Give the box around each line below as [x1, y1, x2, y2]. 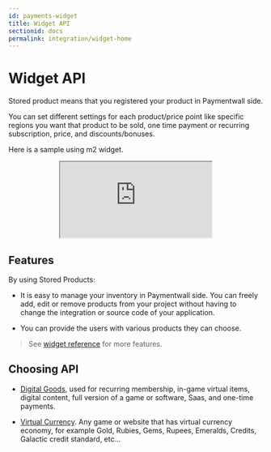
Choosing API [8, 362, 79, 377]
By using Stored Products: [8, 275, 95, 284]
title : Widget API [8, 19, 70, 28]
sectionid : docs [8, 27, 63, 35]
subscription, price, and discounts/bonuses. [8, 129, 155, 139]
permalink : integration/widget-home [8, 34, 132, 43]
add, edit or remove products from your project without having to [19, 299, 237, 309]
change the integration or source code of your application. [19, 308, 215, 317]
